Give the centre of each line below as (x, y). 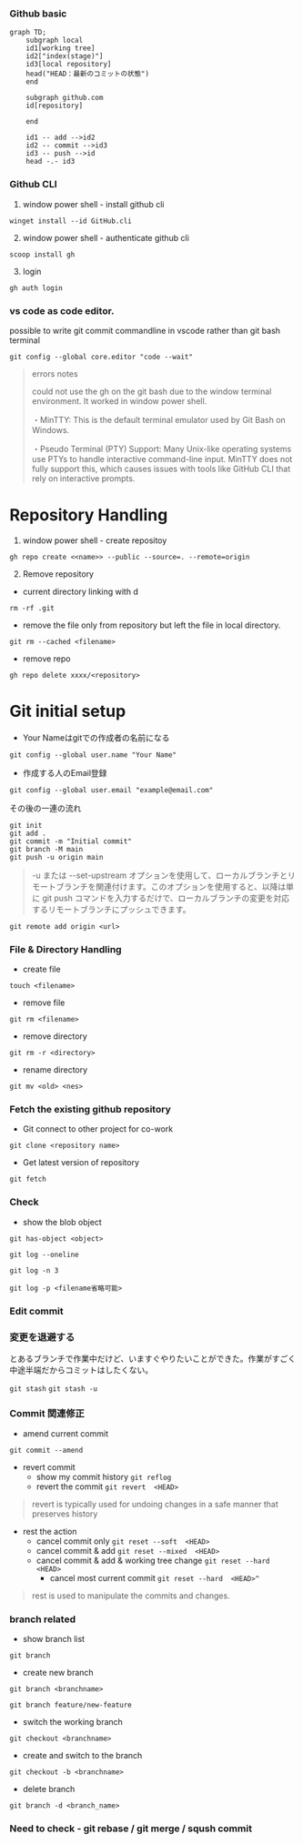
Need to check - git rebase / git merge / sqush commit (131, 1829)
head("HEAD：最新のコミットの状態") (88, 74)
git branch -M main (46, 849)
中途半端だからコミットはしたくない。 (81, 1370)
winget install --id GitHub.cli (71, 221)
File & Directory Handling (66, 949)
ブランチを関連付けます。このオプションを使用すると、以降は (171, 886)
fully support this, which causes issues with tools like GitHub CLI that (161, 469)
